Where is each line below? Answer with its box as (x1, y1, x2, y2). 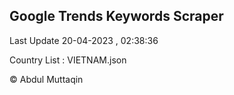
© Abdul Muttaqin (9, 73, 84, 85)
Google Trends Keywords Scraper (9, 8, 224, 25)
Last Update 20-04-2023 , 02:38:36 (9, 34, 159, 46)
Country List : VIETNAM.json (9, 54, 127, 66)
